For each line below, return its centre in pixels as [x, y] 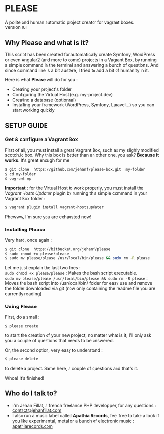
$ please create [22, 326]
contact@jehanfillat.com [37, 410]
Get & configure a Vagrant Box [42, 139]
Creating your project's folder [42, 89]
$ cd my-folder [21, 174]
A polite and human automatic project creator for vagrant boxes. [70, 22]
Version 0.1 [16, 27]
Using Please [21, 306]
